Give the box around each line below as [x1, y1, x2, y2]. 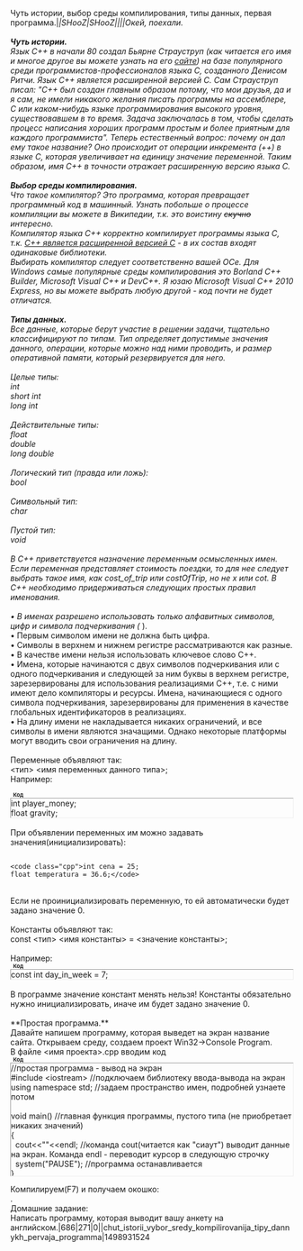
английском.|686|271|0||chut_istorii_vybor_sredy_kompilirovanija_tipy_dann [10, 1222, 290, 1233]
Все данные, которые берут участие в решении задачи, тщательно [10, 324, 271, 334]
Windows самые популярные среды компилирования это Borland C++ [10, 266, 281, 277]
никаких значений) [11, 1120, 84, 1130]
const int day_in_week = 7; [11, 969, 109, 980]
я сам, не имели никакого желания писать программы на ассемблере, [10, 94, 287, 105]
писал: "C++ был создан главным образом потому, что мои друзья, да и [10, 85, 291, 95]
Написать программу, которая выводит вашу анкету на [10, 1212, 224, 1223]
